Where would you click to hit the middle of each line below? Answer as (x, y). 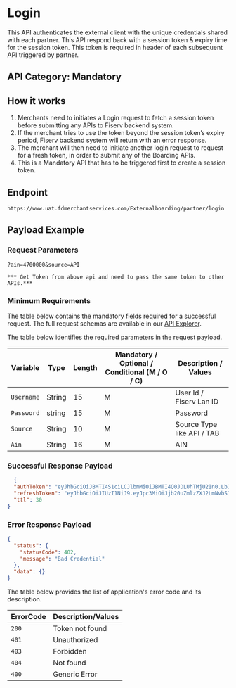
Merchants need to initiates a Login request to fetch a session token (116, 118)
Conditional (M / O (136, 372)
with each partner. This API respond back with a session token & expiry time (117, 39)
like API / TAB (197, 433)
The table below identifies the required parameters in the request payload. (115, 337)
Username (25, 397)
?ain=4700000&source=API (44, 265)
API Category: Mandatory (64, 77)
